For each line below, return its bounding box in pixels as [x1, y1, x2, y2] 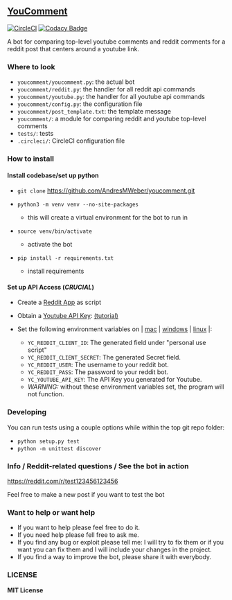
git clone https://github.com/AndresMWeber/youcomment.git [17, 186, 195, 195]
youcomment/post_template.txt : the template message [17, 107, 172, 116]
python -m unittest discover [17, 445, 102, 452]
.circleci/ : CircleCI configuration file [17, 136, 125, 145]
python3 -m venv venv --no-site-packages [17, 201, 139, 209]
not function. [27, 390, 64, 398]
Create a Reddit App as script [17, 298, 102, 307]
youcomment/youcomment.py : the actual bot [17, 78, 135, 86]
